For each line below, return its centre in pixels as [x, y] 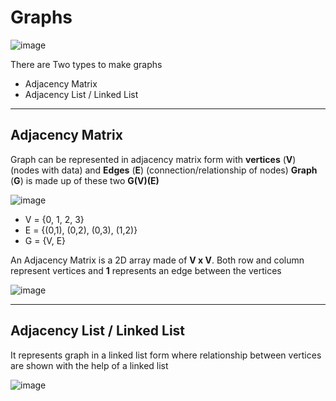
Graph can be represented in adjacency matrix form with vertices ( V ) [153, 159]
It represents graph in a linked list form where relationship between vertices [166, 355]
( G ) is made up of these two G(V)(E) [85, 180]
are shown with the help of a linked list [89, 365]
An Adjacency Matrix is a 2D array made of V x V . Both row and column [157, 260]
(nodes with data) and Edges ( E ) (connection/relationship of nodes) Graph [164, 170]
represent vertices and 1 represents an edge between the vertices [146, 270]
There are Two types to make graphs [86, 64]
